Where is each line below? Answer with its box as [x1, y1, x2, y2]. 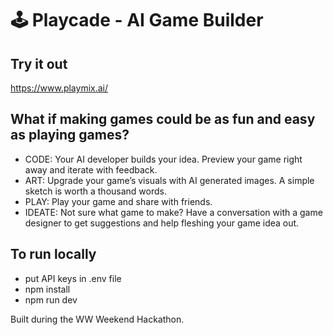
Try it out [10, 55, 68, 72]
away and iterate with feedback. [24, 163, 158, 176]
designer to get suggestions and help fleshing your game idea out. [24, 217, 300, 229]
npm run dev [24, 293, 78, 306]
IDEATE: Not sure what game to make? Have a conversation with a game [24, 206, 323, 218]
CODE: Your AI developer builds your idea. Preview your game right [24, 153, 303, 165]
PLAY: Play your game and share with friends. [24, 195, 213, 207]
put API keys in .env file [24, 272, 122, 284]
